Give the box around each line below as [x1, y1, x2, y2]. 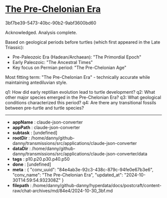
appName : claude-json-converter [12, 119, 83, 125]
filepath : [12, 182, 32, 188]
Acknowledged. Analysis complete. [5, 29, 78, 35]
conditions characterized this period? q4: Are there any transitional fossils [5, 99, 157, 105]
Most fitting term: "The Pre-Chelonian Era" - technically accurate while [5, 74, 150, 80]
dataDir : [12, 145, 31, 151]
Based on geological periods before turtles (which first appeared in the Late [5, 39, 161, 45]
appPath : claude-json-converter [12, 124, 81, 130]
